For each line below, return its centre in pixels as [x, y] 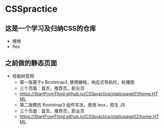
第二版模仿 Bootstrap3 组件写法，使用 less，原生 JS [72, 104]
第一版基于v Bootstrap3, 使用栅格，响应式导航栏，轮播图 [77, 82]
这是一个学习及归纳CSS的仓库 [51, 28]
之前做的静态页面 [31, 63]
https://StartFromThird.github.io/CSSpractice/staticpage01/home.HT [89, 94]
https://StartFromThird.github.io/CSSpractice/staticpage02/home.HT [89, 116]
